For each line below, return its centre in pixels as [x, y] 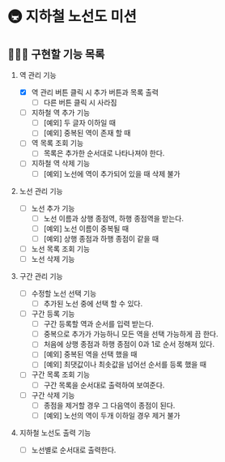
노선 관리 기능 [41, 190]
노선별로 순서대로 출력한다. [74, 450]
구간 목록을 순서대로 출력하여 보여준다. [104, 385]
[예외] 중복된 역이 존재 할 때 [87, 133]
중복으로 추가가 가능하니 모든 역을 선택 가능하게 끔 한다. [131, 334]
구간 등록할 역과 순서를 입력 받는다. [99, 324]
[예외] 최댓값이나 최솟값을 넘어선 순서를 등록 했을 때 [125, 365]
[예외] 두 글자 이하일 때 [80, 123]
